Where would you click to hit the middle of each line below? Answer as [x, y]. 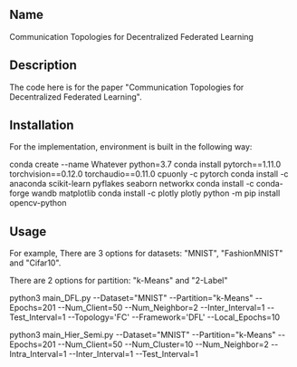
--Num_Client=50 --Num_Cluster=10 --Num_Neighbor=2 [163, 344]
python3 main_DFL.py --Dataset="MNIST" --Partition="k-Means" [131, 298]
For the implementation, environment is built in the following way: [131, 147]
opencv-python [38, 203]
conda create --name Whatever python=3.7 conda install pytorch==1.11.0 [145, 164]
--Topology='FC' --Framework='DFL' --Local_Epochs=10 [174, 317]
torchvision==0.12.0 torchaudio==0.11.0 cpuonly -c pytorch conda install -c [149, 174]
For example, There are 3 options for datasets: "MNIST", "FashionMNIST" [146, 254]
